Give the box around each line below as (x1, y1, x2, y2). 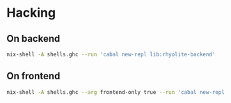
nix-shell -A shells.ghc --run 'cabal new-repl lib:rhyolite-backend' (6, 51, 216, 58)
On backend (6, 33, 61, 45)
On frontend (6, 70, 61, 82)
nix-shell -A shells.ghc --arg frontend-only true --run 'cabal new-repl (6, 88, 225, 95)
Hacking (6, 5, 56, 21)
